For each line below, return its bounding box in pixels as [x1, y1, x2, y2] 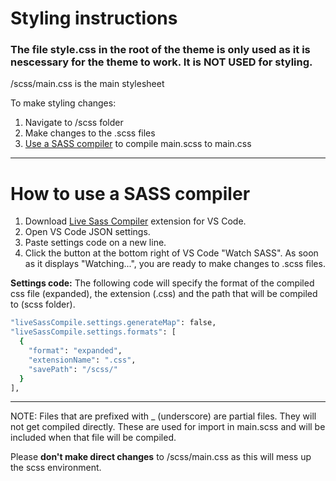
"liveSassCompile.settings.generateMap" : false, [10, 318, 217, 328]
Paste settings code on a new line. [24, 237, 167, 249]
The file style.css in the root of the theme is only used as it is [10, 43, 311, 57]
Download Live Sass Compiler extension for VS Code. [24, 215, 247, 227]
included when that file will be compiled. [10, 432, 177, 444]
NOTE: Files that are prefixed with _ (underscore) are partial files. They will [10, 410, 317, 422]
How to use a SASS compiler [10, 182, 251, 205]
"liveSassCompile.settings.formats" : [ [10, 327, 177, 337]
